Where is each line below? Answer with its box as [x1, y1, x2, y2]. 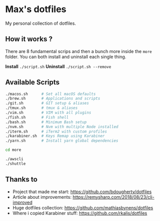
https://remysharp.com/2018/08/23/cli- [72, 194, 155, 200]
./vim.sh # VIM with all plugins [5, 110, 92, 116]
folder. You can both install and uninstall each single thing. [5, 53, 127, 60]
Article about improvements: [12, 194, 72, 200]
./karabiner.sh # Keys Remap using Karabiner [5, 134, 105, 139]
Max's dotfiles [5, 4, 67, 15]
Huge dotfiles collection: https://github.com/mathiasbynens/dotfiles [12, 204, 153, 210]
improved [12, 199, 33, 205]
